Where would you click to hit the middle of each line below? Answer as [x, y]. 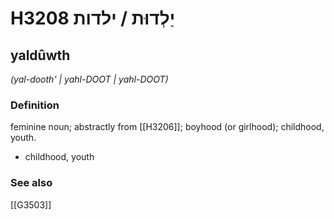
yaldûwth [40, 55]
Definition [35, 105]
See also [31, 183]
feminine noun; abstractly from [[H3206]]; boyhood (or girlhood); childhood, [167, 127]
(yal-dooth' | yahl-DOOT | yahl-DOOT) [89, 79]
